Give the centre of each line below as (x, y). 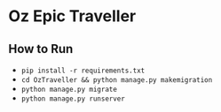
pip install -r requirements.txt (83, 71)
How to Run (41, 49)
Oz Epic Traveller (72, 16)
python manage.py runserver (73, 99)
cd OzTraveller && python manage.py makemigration (117, 80)
